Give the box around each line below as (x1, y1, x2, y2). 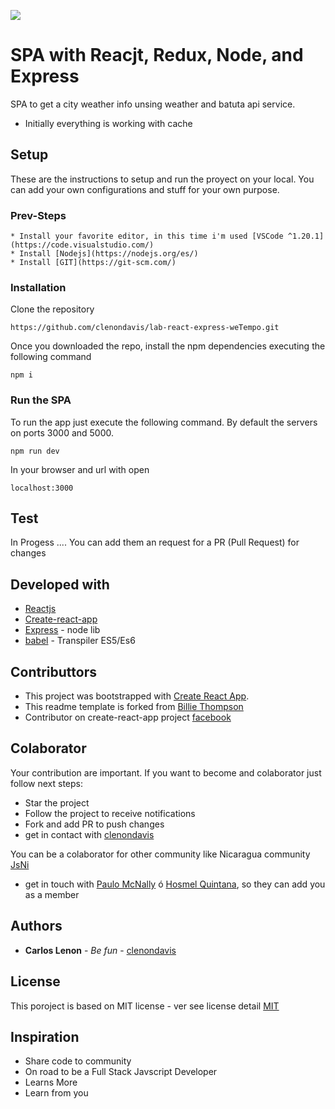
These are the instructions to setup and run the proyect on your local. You (10, 173, 315, 185)
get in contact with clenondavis (24, 828, 155, 840)
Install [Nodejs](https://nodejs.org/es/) (19, 249, 199, 259)
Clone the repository (10, 303, 95, 315)
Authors (10, 918, 63, 935)
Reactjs (24, 603, 57, 615)
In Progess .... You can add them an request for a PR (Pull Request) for (10, 536, 300, 549)
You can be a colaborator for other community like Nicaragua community (10, 848, 311, 860)
